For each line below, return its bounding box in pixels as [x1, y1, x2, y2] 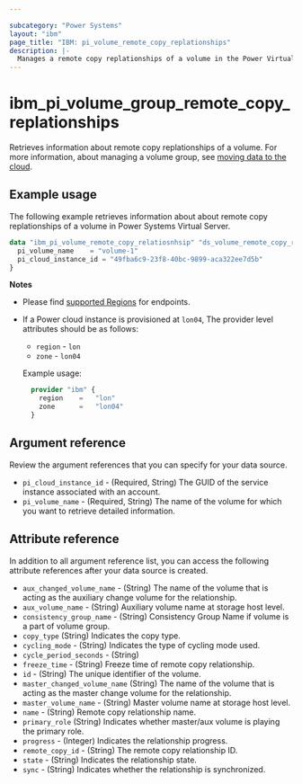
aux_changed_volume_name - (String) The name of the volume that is [22, 582, 269, 593]
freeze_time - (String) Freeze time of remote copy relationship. [22, 658, 255, 670]
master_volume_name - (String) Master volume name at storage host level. [22, 697, 291, 708]
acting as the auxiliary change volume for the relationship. [22, 592, 237, 602]
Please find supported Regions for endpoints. [22, 297, 191, 307]
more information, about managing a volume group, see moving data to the [9, 152, 287, 163]
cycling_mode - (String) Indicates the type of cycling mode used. [22, 639, 261, 650]
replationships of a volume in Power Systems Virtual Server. [9, 220, 231, 231]
